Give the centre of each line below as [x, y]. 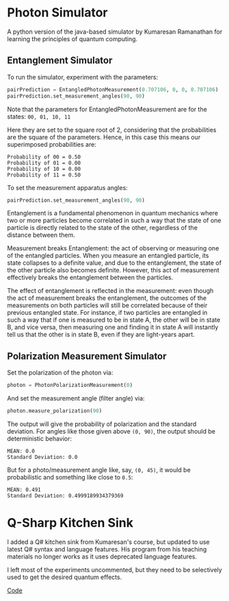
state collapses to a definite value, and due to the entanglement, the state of [114, 263]
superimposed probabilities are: [52, 144]
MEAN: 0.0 [21, 451]
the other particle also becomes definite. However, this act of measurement [113, 270]
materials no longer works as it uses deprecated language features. [102, 556]
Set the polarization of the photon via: [60, 373]
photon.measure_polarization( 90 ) [55, 411]
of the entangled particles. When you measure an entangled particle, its [108, 256]
